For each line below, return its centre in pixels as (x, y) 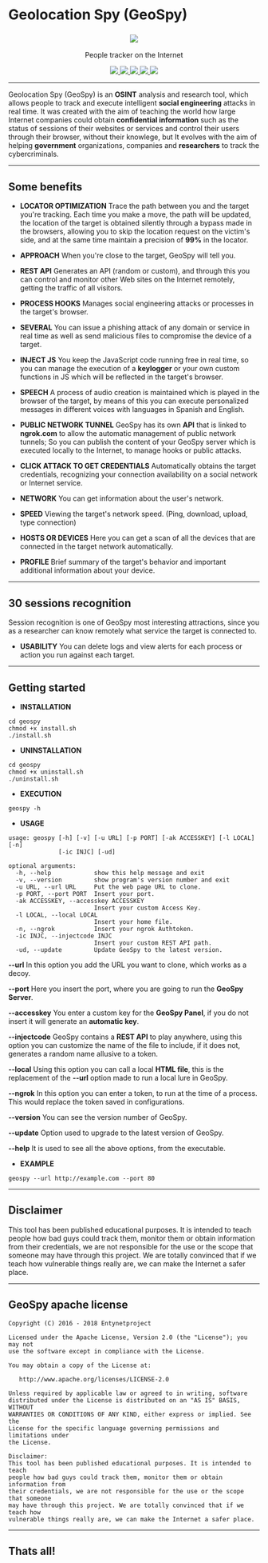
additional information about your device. (87, 570)
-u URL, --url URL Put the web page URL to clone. (108, 887)
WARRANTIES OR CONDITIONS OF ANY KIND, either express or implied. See (130, 1414)
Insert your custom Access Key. (148, 908)
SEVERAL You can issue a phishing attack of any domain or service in (134, 328)
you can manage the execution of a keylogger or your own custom (130, 369)
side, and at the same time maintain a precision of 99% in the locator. (134, 240)
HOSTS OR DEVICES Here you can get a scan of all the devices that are (138, 538)
